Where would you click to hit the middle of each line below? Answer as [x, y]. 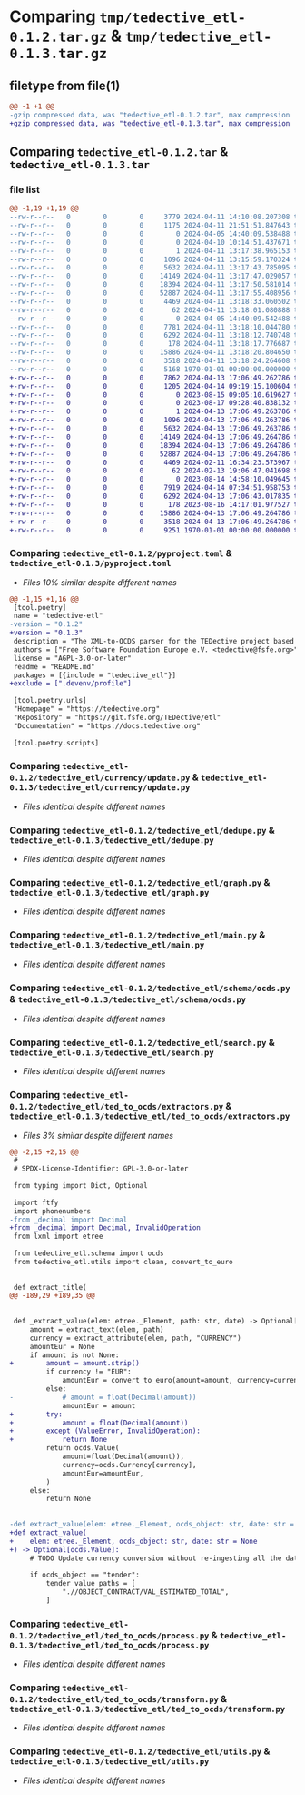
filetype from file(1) [65, 85]
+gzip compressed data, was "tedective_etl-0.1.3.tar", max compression [150, 123]
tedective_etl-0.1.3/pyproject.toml [90, 563]
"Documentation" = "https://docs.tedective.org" [107, 725]
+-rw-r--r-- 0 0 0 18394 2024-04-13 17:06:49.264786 [150, 445]
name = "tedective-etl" [58, 616]
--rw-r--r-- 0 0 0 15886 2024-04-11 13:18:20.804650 [150, 352]
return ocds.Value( [83, 1448]
